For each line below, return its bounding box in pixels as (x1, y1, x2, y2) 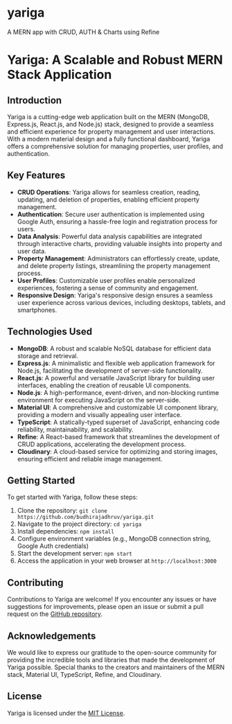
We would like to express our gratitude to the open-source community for (7, 648, 217, 656)
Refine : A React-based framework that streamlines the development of (17, 432, 220, 441)
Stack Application (7, 67, 112, 82)
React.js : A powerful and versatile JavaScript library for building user (17, 373, 215, 382)
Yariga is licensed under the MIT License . (7, 709, 125, 717)
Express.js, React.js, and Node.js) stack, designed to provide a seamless (7, 120, 214, 128)
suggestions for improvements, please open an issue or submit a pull (7, 603, 204, 611)
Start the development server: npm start (17, 549, 133, 558)
